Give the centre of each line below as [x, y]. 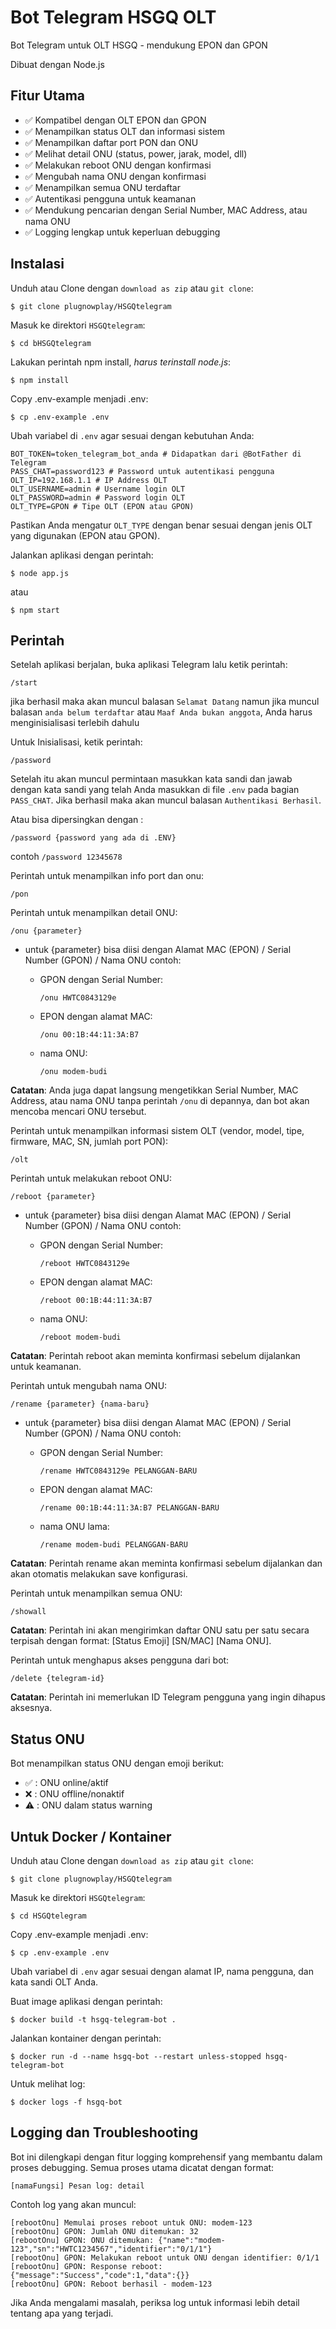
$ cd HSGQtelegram [48, 1916]
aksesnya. [31, 1708]
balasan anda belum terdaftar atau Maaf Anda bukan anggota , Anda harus [161, 712]
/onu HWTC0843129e [78, 998]
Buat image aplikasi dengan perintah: [86, 2001]
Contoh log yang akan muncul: [73, 2204]
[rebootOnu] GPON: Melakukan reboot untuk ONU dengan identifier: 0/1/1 [165, 2257]
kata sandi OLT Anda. [54, 1982]
